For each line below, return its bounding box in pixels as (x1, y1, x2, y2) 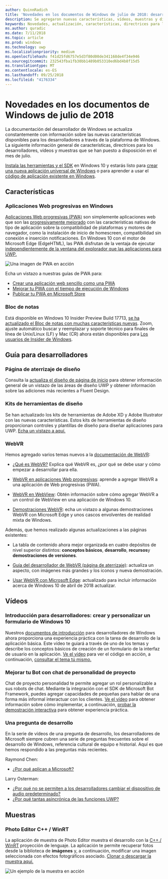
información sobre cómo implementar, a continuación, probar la (5, 701, 136, 707)
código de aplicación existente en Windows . (5, 173, 96, 179)
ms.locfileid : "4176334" (5, 77, 57, 82)
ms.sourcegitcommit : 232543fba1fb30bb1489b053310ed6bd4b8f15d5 (5, 59, 140, 64)
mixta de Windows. (12, 517, 52, 523)
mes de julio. (5, 152, 31, 158)
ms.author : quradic (5, 26, 46, 31)
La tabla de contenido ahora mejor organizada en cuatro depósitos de (12, 542, 156, 548)
